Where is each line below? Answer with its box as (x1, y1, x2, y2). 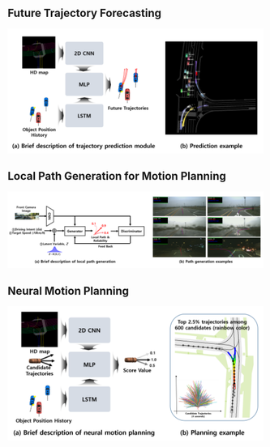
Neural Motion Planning (7, 283, 130, 298)
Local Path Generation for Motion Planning (7, 169, 226, 183)
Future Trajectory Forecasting (7, 6, 162, 20)
